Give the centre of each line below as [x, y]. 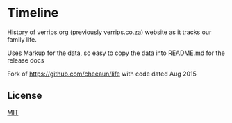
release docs [26, 60]
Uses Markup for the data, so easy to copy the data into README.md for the [116, 53]
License [25, 96]
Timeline [33, 13]
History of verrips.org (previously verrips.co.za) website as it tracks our [109, 32]
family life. [22, 39]
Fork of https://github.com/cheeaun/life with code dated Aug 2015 [102, 74]
